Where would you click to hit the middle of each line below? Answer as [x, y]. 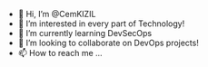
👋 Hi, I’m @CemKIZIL [57, 14]
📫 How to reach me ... [60, 53]
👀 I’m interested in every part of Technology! [101, 24]
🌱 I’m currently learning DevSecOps [85, 33]
